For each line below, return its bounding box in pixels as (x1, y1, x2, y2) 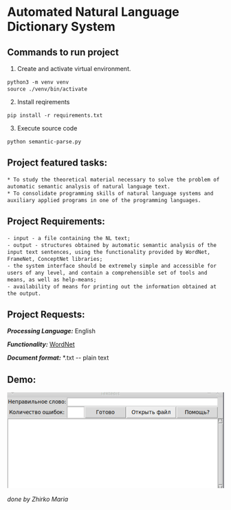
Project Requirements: (7, 215, 105, 228)
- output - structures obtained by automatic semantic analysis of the (7, 242, 217, 248)
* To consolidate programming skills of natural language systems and (7, 190, 214, 197)
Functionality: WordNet (7, 340, 75, 349)
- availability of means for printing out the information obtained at (7, 283, 217, 290)
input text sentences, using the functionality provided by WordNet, (7, 248, 211, 255)
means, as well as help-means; (7, 276, 97, 283)
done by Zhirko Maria (7, 495, 69, 504)
